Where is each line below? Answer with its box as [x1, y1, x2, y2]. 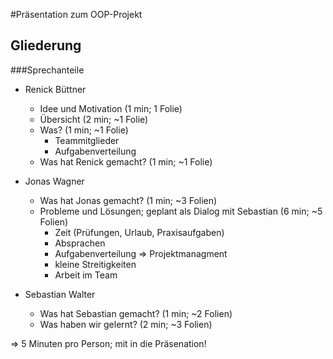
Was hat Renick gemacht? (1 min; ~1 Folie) [39, 155, 213, 168]
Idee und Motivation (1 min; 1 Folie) [39, 102, 183, 114]
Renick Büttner [24, 83, 87, 95]
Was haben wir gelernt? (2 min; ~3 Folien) [39, 318, 213, 330]
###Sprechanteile [10, 64, 85, 76]
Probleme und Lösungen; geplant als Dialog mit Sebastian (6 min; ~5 [39, 205, 323, 217]
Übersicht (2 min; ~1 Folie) [39, 113, 149, 125]
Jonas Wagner [24, 175, 85, 187]
